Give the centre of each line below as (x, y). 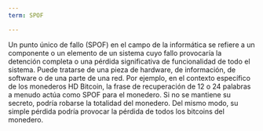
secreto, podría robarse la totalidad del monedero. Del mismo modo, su (123, 103)
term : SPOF (26, 15)
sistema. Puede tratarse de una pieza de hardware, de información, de (122, 69)
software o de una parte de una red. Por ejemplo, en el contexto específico (130, 78)
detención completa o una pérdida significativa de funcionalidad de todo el (129, 61)
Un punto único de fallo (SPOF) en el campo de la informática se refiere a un (131, 45)
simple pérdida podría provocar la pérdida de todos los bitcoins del (117, 111)
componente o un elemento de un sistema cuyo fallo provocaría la (115, 53)
